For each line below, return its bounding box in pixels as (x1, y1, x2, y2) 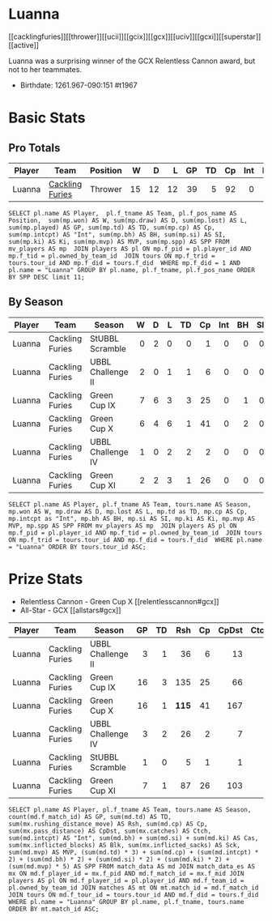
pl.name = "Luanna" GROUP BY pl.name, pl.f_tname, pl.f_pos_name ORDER (8, 266, 255, 274)
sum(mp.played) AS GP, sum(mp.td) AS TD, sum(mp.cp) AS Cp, (8, 224, 216, 232)
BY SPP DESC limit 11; (8, 273, 85, 281)
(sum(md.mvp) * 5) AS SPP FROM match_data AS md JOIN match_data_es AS (8, 862, 255, 871)
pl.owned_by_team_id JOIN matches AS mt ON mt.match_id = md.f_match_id (8, 884, 259, 892)
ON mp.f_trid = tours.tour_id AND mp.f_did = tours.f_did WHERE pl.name (8, 535, 263, 544)
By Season (8, 295, 63, 309)
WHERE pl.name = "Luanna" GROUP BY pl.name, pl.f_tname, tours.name (8, 898, 244, 906)
